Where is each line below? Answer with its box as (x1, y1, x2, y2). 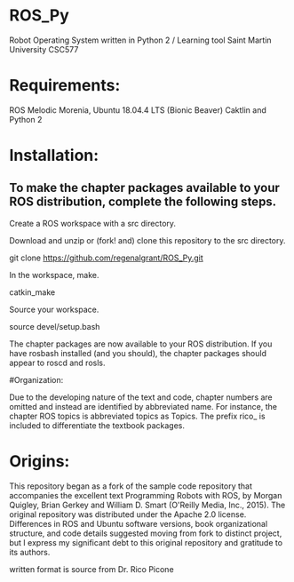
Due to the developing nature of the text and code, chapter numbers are (9, 392, 273, 403)
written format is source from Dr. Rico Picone (9, 563, 175, 574)
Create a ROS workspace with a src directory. (9, 218, 176, 228)
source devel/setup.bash (9, 321, 100, 331)
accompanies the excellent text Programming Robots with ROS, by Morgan (9, 490, 282, 500)
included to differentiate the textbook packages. (9, 419, 185, 431)
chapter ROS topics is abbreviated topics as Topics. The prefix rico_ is (9, 411, 266, 421)
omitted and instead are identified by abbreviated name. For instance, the (9, 401, 278, 411)
